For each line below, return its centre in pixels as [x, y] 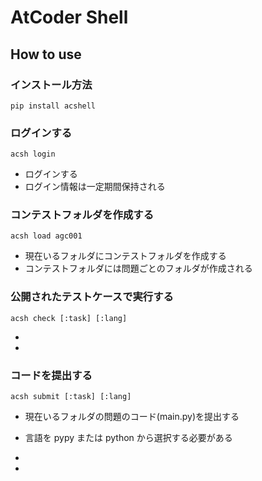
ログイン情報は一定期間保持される [95, 187]
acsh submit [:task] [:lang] [71, 397]
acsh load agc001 [46, 236]
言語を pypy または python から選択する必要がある [128, 438]
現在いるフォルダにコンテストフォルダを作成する [125, 256]
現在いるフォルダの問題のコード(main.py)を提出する [132, 417]
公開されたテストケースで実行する [92, 297]
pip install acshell [53, 106]
